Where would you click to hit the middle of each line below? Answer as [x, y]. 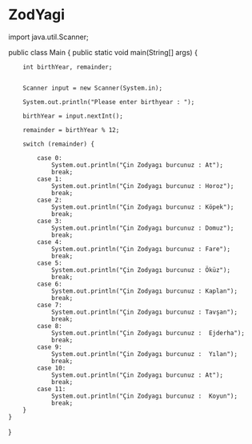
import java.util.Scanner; [49, 37]
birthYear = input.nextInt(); [73, 116]
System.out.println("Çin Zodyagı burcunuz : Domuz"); [142, 228]
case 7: [50, 305]
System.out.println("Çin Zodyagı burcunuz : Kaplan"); [144, 291]
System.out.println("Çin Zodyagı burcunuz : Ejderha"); [148, 333]
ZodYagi [37, 15]
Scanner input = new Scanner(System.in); [92, 88]
